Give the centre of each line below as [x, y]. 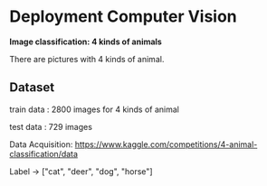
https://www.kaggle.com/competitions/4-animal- [166, 144]
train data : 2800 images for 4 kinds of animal [94, 109]
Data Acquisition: [41, 144]
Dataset [32, 88]
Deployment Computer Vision [123, 17]
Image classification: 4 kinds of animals [86, 42]
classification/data [44, 153]
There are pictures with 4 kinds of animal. [87, 59]
